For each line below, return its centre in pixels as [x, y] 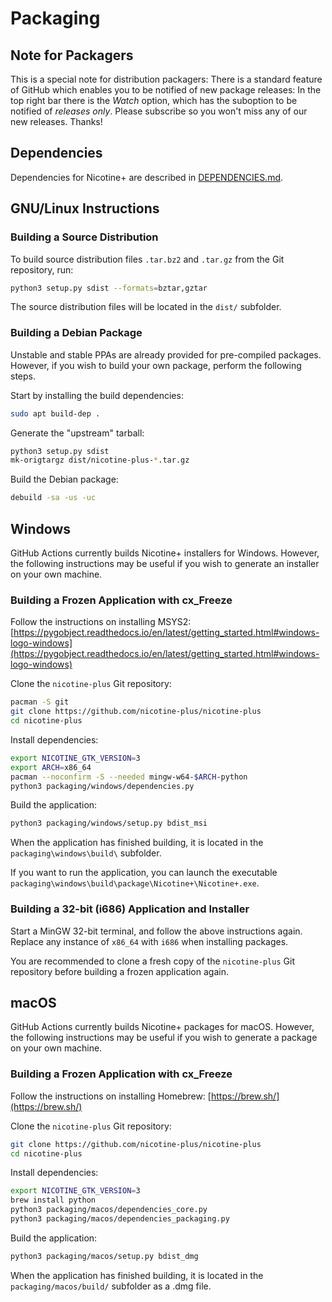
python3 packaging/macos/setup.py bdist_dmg [104, 1256]
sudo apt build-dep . [55, 413]
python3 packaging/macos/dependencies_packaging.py [120, 1219]
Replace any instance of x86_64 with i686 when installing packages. [149, 941]
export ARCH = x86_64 [51, 767]
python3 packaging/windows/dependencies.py [102, 786]
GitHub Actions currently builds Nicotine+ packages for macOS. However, [162, 1027]
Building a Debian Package [76, 333]
